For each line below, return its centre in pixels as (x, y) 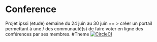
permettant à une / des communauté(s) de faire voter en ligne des (74, 28)
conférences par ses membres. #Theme (47, 34)
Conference (31, 9)
